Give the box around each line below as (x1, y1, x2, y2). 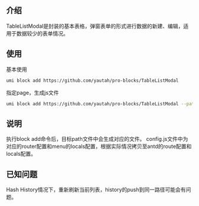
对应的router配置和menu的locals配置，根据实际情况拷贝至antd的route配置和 (6, 143, 192, 150)
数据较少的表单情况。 (16, 30, 69, 37)
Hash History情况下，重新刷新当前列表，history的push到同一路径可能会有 (6, 186, 187, 193)
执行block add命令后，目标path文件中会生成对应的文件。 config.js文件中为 (6, 136, 188, 143)
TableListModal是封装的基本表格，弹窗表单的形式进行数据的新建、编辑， (6, 22, 184, 30)
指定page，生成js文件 (6, 89, 59, 96)
